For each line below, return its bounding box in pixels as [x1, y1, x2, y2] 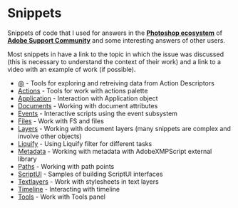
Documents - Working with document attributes [17, 101, 158, 110]
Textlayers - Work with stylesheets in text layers [17, 177, 159, 186]
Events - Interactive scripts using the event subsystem [17, 109, 178, 118]
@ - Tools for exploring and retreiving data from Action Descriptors [17, 78, 215, 87]
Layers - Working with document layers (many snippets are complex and [17, 124, 232, 132]
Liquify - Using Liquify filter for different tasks [17, 139, 152, 147]
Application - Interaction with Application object [17, 94, 158, 103]
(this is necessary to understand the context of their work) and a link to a [7, 57, 221, 66]
